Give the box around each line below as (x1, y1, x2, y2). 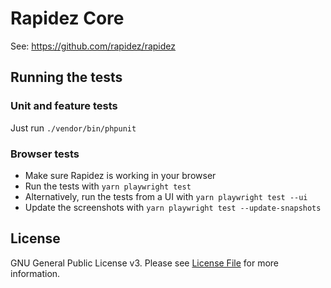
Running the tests (10, 69, 123, 86)
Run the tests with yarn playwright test (24, 180, 192, 192)
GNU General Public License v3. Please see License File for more (10, 257, 279, 269)
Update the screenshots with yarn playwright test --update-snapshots (24, 201, 322, 213)
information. (10, 267, 61, 279)
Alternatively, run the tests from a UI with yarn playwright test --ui (24, 190, 308, 202)
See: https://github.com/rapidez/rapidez (10, 40, 176, 52)
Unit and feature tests (10, 99, 118, 113)
